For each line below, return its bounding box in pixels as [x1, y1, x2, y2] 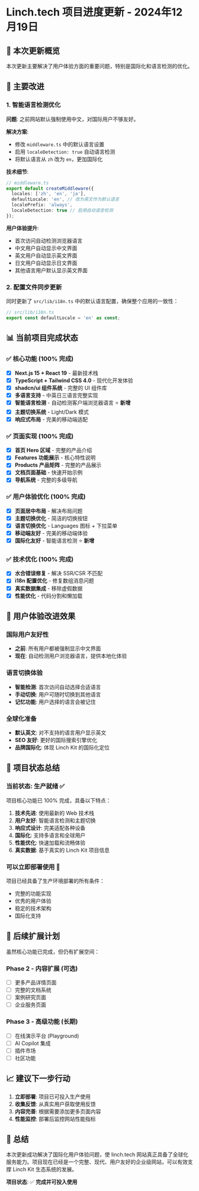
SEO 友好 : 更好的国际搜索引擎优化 [14, 736, 98, 743]
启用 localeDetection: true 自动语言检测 [14, 148, 115, 155]
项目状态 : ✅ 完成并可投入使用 [6, 1179, 78, 1186]
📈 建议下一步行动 [6, 1074, 71, 1084]
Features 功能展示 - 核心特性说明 [14, 454, 96, 461]
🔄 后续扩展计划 [6, 931, 60, 941]
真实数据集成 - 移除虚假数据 [14, 585, 83, 592]
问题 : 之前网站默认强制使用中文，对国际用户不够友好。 [6, 115, 139, 122]
